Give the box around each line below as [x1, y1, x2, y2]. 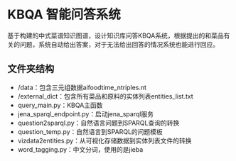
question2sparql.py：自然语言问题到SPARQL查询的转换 [17, 118, 180, 127]
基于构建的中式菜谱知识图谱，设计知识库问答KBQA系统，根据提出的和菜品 [7, 31, 224, 40]
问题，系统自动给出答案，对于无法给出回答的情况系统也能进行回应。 [19, 40, 219, 48]
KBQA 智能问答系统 [7, 6, 121, 23]
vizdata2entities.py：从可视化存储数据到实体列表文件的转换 [17, 136, 192, 145]
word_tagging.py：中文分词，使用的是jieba [17, 145, 144, 153]
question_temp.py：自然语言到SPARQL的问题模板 [17, 127, 163, 135]
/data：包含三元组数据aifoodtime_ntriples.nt [17, 83, 147, 91]
